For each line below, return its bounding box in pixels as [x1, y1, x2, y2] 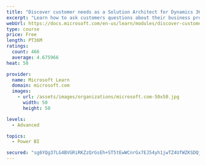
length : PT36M [6, 37, 43, 43]
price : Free [6, 32, 37, 38]
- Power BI [12, 139, 40, 145]
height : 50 [22, 105, 51, 111]
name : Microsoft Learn [12, 77, 70, 83]
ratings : [6, 43, 29, 50]
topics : [6, 133, 26, 139]
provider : [6, 71, 32, 77]
